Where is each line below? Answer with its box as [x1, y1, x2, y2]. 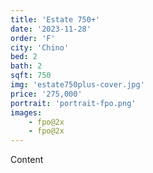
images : [10, 107, 43, 118]
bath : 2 [10, 61, 43, 71]
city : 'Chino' [10, 42, 70, 53]
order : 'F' [10, 33, 56, 43]
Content [10, 154, 44, 166]
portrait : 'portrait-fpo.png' [10, 98, 137, 108]
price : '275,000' [10, 89, 83, 99]
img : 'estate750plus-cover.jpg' [10, 80, 145, 90]
